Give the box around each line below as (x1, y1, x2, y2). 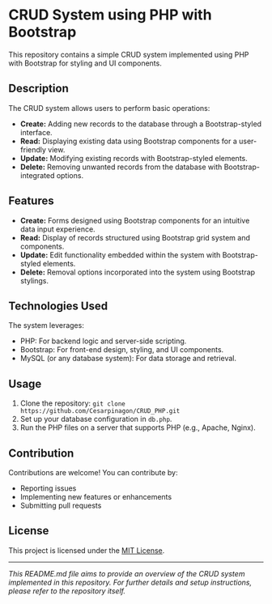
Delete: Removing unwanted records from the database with (19, 162, 223, 172)
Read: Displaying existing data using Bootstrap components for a (19, 136, 237, 146)
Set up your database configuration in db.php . (19, 415, 172, 424)
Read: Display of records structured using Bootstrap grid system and (19, 232, 251, 242)
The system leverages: (8, 321, 85, 330)
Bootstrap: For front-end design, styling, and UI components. (19, 345, 224, 355)
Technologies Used (8, 299, 108, 313)
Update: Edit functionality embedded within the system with (19, 249, 221, 260)
